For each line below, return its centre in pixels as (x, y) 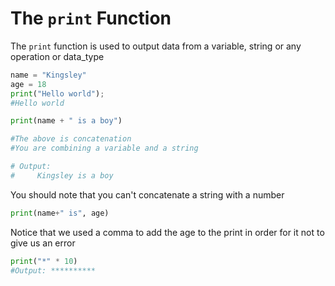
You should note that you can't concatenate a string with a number (147, 194)
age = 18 (28, 84)
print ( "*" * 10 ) (44, 261)
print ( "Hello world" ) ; (57, 93)
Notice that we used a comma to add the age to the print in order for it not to (167, 232)
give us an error (43, 243)
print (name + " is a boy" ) (66, 121)
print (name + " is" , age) (60, 213)
